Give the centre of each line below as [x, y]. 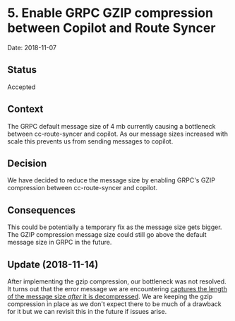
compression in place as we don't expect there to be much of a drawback [114, 304]
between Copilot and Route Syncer [112, 28]
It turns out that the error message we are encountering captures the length [117, 289]
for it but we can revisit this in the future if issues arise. [87, 311]
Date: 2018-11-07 [32, 47]
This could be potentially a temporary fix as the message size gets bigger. [115, 227]
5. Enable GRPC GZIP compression [110, 13]
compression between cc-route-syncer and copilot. [82, 188]
